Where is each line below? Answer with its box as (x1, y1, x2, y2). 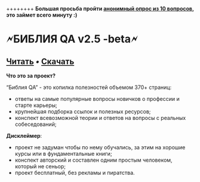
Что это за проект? (6, 72, 56, 79)
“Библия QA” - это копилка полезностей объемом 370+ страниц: (6, 84, 172, 91)
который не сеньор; (14, 163, 66, 169)
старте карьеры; (14, 101, 58, 109)
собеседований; (14, 121, 57, 128)
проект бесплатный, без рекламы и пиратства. (14, 169, 136, 176)
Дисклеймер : (6, 132, 42, 139)
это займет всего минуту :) (6, 11, 78, 18)
